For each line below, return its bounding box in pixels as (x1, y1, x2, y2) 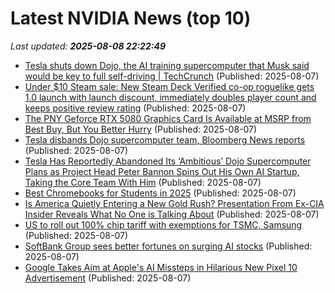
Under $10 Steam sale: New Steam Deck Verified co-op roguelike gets (24, 80, 315, 92)
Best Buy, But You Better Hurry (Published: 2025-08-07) (24, 123, 258, 135)
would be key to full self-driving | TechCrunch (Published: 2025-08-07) (24, 70, 320, 82)
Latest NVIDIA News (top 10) (10, 7, 252, 30)
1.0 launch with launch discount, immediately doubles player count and (24, 91, 317, 103)
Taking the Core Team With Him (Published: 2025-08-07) (24, 176, 262, 188)
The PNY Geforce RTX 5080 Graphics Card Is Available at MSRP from (24, 112, 312, 124)
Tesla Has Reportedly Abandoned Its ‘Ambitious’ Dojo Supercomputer (24, 155, 312, 167)
